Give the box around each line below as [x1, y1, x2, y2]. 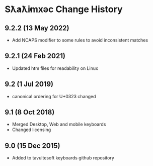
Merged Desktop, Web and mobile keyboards [12, 121, 106, 128]
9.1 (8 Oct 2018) [5, 108, 55, 117]
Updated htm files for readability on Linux [12, 65, 99, 71]
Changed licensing [12, 127, 51, 133]
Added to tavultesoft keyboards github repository [12, 155, 114, 161]
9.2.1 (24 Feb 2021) [5, 52, 66, 60]
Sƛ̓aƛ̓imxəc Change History [5, 4, 123, 15]
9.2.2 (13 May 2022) [5, 24, 69, 32]
